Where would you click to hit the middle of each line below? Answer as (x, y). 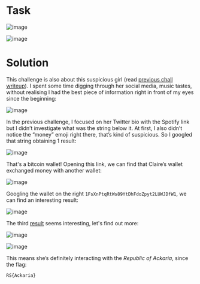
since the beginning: (31, 98)
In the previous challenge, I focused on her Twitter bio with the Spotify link (98, 122)
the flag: (16, 264)
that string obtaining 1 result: (41, 141)
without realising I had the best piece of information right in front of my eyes (100, 92)
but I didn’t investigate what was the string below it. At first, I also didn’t (94, 128)
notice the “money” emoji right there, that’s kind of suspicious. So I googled (99, 134)
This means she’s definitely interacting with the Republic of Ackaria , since (97, 258)
